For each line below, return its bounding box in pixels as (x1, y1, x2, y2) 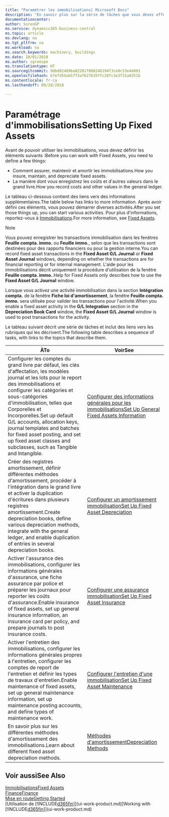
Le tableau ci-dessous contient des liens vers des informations (5, 193, 136, 200)
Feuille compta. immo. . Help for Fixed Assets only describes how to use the (5, 272, 162, 278)
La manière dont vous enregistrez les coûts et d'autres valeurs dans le (12, 178, 158, 184)
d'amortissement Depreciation (87, 738, 157, 745)
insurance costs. (8, 630, 47, 637)
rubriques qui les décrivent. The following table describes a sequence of (5, 329, 154, 335)
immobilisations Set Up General (87, 405, 160, 412)
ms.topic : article (5, 31, 44, 36)
